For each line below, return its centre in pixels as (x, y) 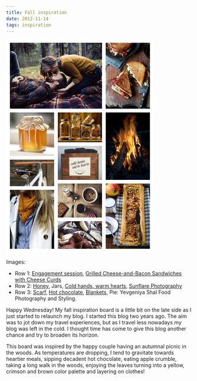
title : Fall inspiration (37, 12)
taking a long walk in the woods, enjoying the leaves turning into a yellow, (95, 365)
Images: (16, 262)
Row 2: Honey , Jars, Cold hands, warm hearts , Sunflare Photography (98, 286)
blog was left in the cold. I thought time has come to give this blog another (96, 329)
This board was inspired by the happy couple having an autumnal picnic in (96, 346)
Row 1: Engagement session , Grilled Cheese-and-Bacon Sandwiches (98, 274)
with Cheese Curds (38, 280)
